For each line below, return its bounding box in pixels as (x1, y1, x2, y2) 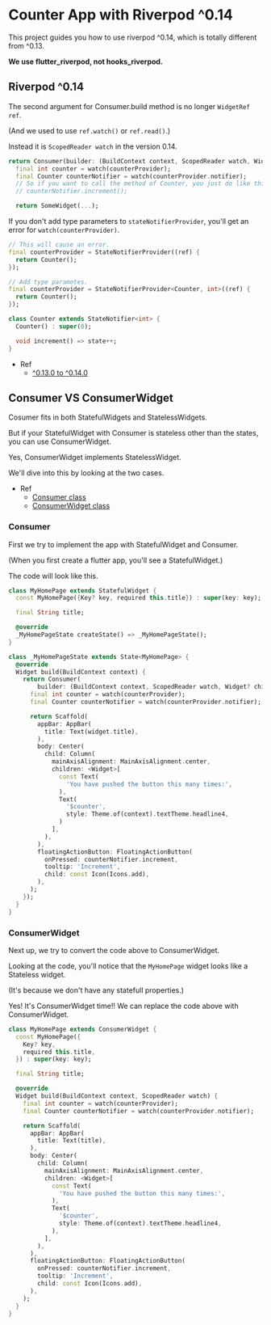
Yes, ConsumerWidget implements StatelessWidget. (8, 453, 181, 462)
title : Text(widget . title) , (44, 728, 139, 736)
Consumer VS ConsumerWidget (8, 390, 173, 405)
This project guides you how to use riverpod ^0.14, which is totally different (8, 32, 257, 42)
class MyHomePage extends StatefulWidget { (8, 586, 157, 595)
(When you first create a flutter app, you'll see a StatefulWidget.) (8, 555, 223, 565)
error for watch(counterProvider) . (8, 225, 120, 234)
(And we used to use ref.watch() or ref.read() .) (8, 125, 171, 135)
